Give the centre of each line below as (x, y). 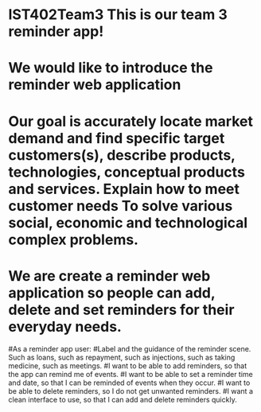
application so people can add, (112, 293)
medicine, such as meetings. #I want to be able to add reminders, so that (128, 365)
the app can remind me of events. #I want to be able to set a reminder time (130, 374)
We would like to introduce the (111, 68)
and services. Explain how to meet (124, 189)
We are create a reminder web (109, 276)
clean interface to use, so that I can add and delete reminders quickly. (123, 399)
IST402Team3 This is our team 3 (118, 15)
